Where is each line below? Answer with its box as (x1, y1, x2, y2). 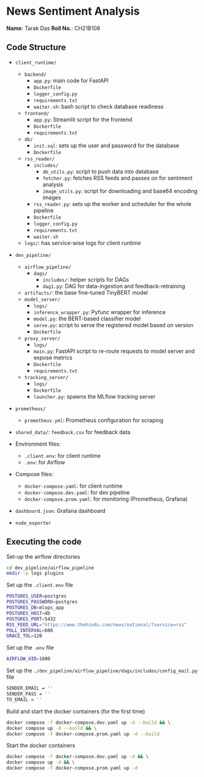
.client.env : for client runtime (24, 452, 101, 459)
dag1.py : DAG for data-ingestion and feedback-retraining (42, 282, 185, 290)
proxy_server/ (24, 335, 60, 342)
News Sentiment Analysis (6, 4, 140, 18)
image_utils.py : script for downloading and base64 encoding (42, 187, 198, 194)
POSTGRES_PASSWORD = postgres (6, 599, 78, 605)
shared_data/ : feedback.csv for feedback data (15, 428, 131, 435)
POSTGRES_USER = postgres (6, 593, 67, 600)
